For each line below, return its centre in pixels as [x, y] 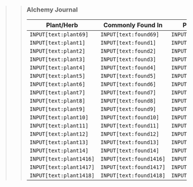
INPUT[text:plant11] [59, 126]
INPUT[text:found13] [130, 142]
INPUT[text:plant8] [57, 101]
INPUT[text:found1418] [133, 176]
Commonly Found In [133, 25]
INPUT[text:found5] [128, 76]
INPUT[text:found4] [128, 68]
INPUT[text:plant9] [57, 109]
